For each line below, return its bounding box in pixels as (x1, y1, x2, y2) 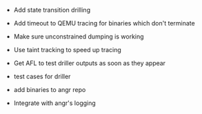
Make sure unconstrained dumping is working (13, 32, 144, 41)
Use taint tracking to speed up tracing (13, 46, 122, 54)
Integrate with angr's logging (13, 99, 97, 107)
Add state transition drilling (13, 6, 91, 14)
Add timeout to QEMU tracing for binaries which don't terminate (13, 19, 195, 27)
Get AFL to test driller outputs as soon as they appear (13, 59, 166, 67)
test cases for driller (13, 72, 71, 80)
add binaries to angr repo (13, 86, 86, 93)
